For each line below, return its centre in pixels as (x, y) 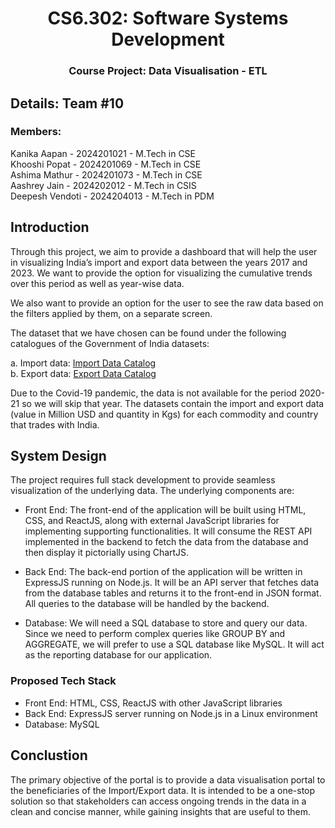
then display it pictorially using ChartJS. (107, 553)
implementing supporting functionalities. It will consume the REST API (168, 531)
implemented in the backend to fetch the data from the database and (166, 542)
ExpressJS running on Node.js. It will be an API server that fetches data (172, 583)
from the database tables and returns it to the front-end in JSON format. (173, 593)
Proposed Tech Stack (63, 681)
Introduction (50, 227)
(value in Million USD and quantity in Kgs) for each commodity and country (164, 414)
